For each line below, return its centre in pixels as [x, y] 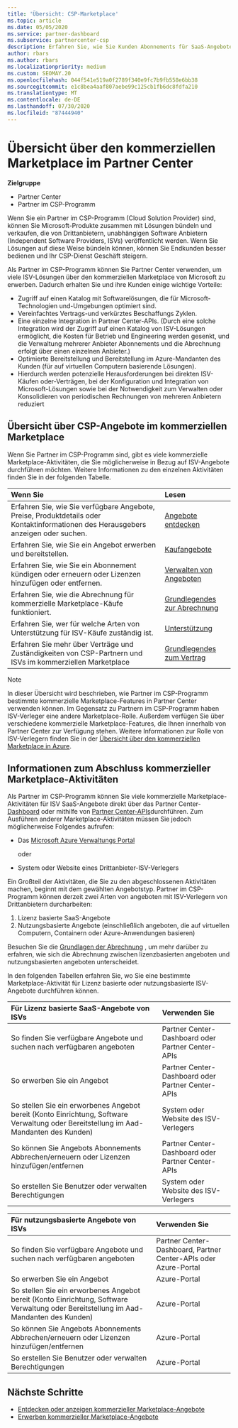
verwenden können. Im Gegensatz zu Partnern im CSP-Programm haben [113, 708]
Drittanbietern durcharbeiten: [50, 904]
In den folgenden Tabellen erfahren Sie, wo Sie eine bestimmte [99, 976]
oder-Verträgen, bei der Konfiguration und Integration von [124, 381]
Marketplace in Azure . [40, 746]
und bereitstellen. [40, 553]
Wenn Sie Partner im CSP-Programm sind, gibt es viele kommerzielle [107, 454]
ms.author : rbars [33, 60]
